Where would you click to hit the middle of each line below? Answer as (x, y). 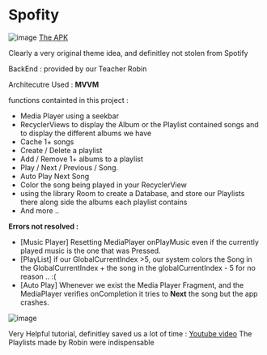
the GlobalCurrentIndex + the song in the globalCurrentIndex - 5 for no (138, 267)
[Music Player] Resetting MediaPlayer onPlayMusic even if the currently (139, 242)
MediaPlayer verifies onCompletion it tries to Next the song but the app (139, 293)
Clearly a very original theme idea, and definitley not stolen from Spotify (128, 53)
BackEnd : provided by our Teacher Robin (78, 68)
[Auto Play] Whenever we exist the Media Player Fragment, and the (132, 284)
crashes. (35, 302)
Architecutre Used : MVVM (54, 84)
